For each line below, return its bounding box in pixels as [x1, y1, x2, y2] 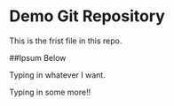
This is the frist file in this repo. [9, 35, 123, 46]
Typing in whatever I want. [9, 69, 107, 80]
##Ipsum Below [9, 52, 67, 63]
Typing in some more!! [9, 87, 91, 97]
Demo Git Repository [9, 6, 166, 26]
